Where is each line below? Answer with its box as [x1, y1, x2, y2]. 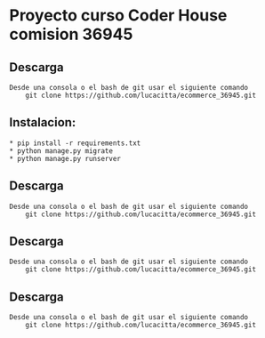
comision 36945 [9, 24, 133, 44]
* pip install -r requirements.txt [9, 139, 141, 148]
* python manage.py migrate [9, 146, 114, 156]
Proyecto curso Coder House [9, 5, 228, 26]
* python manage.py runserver [9, 154, 122, 163]
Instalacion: [9, 115, 76, 130]
